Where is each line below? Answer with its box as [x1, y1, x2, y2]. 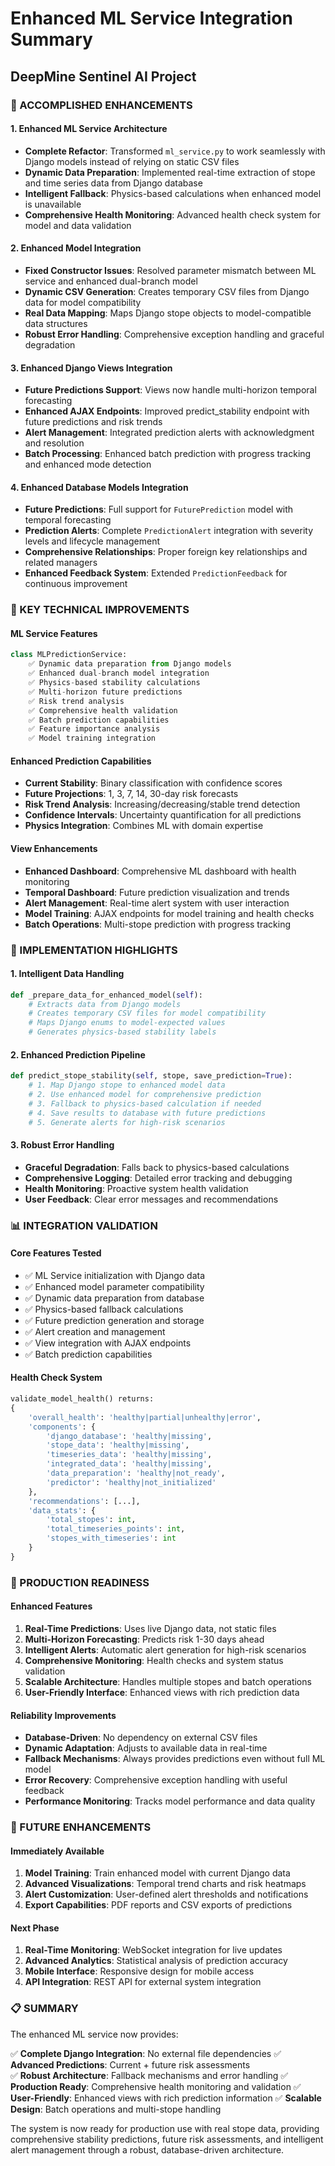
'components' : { [28, 1422, 97, 1432]
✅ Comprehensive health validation [28, 705, 178, 716]
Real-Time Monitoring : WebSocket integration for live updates [24, 1944, 283, 1956]
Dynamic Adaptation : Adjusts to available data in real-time [24, 1742, 268, 1754]
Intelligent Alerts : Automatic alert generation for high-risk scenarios [24, 1643, 307, 1656]
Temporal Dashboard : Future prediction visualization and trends [24, 886, 290, 898]
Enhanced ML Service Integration [10, 7, 293, 30]
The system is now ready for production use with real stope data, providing [10, 2122, 320, 2134]
